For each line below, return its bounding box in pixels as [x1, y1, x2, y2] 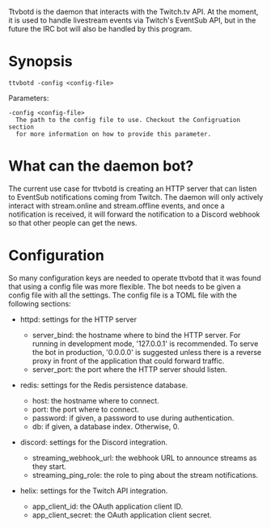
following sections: [8, 298, 71, 308]
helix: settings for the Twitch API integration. [19, 485, 168, 496]
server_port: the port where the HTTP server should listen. [32, 364, 228, 374]
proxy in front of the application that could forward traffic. [32, 356, 225, 365]
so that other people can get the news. [8, 218, 138, 227]
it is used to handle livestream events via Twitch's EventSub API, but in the [8, 15, 256, 25]
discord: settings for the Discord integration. [19, 437, 168, 447]
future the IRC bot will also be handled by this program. [8, 24, 193, 33]
